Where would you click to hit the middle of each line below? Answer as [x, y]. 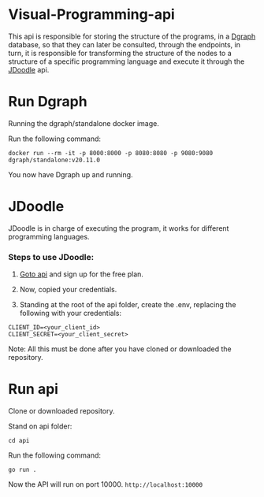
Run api [33, 389]
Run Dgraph [48, 102]
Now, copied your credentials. [68, 290]
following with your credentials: [71, 313]
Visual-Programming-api [91, 15]
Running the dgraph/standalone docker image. [84, 123]
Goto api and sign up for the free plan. [82, 274]
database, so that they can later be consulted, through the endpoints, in [124, 44]
